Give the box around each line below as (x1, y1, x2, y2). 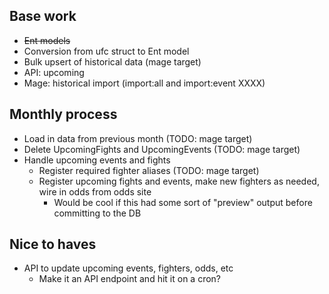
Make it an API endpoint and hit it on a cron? (38, 273, 221, 285)
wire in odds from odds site (38, 185, 152, 198)
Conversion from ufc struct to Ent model (23, 45, 190, 57)
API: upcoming (23, 66, 85, 78)
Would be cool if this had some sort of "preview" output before (53, 196, 313, 208)
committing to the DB (53, 207, 142, 219)
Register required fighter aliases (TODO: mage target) (38, 164, 260, 176)
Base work (9, 8, 77, 25)
